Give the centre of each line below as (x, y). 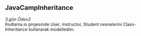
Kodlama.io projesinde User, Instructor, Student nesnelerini (63, 24)
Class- (129, 24)
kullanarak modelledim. (52, 29)
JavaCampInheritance (39, 8)
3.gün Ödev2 (18, 19)
